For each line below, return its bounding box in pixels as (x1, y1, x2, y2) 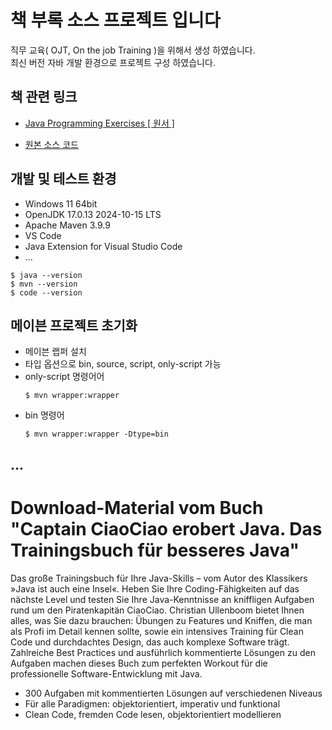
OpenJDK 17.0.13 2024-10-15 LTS (24, 208, 162, 220)
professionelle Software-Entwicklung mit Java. (10, 667, 203, 680)
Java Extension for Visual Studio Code (24, 240, 183, 252)
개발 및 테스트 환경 (10, 171, 117, 188)
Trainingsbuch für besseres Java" (10, 539, 300, 561)
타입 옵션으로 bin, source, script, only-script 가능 (24, 358, 222, 370)
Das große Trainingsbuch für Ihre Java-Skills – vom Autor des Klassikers (10, 572, 308, 584)
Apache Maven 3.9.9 (24, 219, 111, 231)
